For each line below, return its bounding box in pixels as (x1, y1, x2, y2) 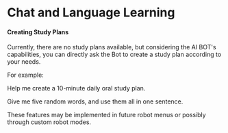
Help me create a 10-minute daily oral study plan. (7, 84, 146, 93)
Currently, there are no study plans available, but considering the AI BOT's (7, 43, 217, 51)
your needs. (7, 58, 41, 66)
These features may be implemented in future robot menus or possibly (7, 111, 207, 119)
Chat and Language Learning (7, 5, 175, 21)
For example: (7, 71, 45, 80)
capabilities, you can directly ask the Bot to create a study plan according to (7, 50, 222, 59)
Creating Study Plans (7, 27, 69, 36)
